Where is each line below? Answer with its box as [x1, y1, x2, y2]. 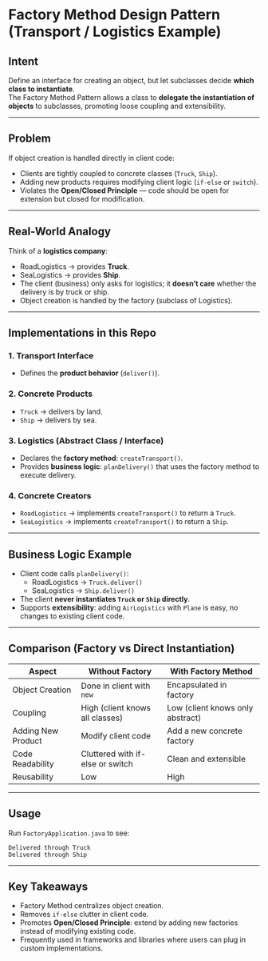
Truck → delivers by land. [19, 406, 103, 416]
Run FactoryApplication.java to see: [8, 828, 130, 838]
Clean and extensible [167, 753, 246, 764]
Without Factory [88, 666, 152, 677]
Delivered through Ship [8, 851, 88, 859]
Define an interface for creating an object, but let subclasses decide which [8, 76, 254, 85]
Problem [8, 132, 52, 146]
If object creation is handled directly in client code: [8, 153, 175, 162]
